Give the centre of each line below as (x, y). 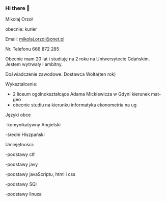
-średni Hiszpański (25, 134)
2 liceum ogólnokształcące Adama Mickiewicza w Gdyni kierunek (81, 94)
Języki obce (18, 115)
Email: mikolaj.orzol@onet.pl (35, 39)
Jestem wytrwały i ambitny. (34, 64)
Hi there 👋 (18, 8)
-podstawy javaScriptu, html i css (40, 174)
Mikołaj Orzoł (19, 19)
